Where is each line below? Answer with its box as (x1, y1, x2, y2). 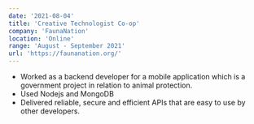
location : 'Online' (8, 34, 75, 43)
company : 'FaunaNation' (8, 27, 90, 35)
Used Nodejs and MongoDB (20, 89, 114, 98)
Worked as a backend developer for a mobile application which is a (20, 72, 246, 81)
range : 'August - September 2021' (8, 42, 126, 50)
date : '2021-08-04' (8, 11, 75, 20)
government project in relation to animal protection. (20, 80, 193, 90)
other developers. (20, 106, 80, 116)
